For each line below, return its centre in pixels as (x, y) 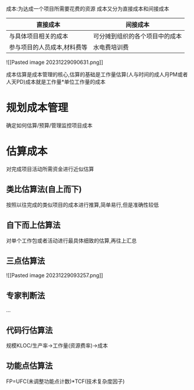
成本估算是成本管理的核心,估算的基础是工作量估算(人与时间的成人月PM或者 (97, 74)
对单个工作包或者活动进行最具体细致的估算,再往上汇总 (72, 240)
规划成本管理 (37, 108)
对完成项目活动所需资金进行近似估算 (50, 169)
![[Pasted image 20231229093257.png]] (55, 275)
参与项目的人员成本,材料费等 (48, 47)
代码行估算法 (29, 330)
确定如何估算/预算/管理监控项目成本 (50, 125)
